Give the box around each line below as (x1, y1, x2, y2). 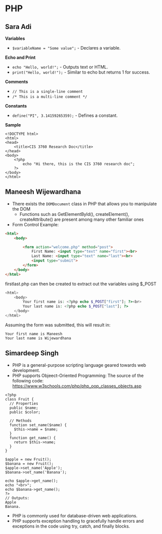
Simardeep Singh (5, 349, 59, 357)
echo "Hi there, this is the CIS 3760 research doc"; (23, 161, 135, 166)
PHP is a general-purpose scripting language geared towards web (12, 362, 146, 368)
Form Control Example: (12, 221, 59, 227)
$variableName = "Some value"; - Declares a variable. (12, 45, 121, 51)
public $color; (9, 409, 41, 415)
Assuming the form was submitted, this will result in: (5, 322, 111, 328)
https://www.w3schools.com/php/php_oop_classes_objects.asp (12, 383, 141, 389)
